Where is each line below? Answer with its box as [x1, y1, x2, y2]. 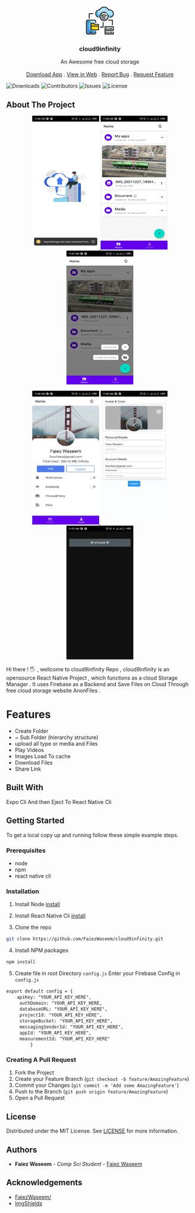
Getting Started [6, 816, 65, 826]
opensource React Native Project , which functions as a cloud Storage [6, 674, 178, 681]
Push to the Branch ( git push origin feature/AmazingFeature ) [14, 1088, 168, 1095]
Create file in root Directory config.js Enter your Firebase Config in [14, 970, 180, 977]
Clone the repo [14, 924, 52, 931]
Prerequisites [6, 846, 46, 854]
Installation [6, 887, 40, 895]
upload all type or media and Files [14, 740, 98, 747]
